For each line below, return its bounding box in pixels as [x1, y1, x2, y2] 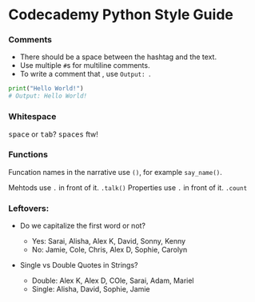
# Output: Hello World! [8, 92, 88, 101]
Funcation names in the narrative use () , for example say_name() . [8, 167, 222, 177]
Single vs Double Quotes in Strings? [19, 260, 138, 270]
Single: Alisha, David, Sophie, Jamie [31, 284, 150, 294]
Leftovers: [8, 202, 50, 213]
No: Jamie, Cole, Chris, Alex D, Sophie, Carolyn [31, 245, 188, 255]
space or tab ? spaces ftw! [8, 129, 98, 139]
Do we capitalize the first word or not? [19, 221, 146, 231]
